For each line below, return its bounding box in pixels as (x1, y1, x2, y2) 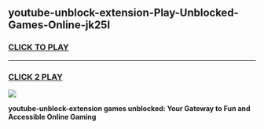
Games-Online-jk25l (8, 19, 111, 32)
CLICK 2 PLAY (8, 71, 63, 82)
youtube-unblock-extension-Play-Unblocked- (8, 6, 240, 20)
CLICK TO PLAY (8, 42, 69, 53)
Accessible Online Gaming (8, 112, 97, 121)
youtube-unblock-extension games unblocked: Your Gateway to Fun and (8, 103, 251, 113)
